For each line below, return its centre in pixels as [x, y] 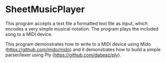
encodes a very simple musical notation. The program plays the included [82, 28]
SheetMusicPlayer [45, 9]
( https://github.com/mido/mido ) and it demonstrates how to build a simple [83, 49]
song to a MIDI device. [29, 34]
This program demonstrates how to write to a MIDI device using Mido [78, 44]
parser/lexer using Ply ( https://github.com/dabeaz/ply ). [63, 55]
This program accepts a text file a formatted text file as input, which [77, 23]
